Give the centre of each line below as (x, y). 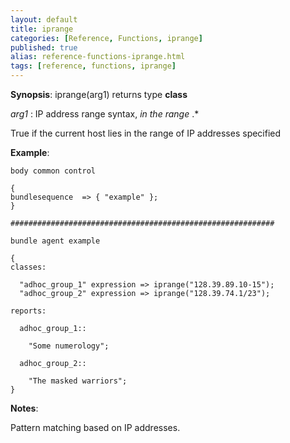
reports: (28, 311)
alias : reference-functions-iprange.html (98, 57)
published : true (44, 47)
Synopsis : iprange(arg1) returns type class (99, 94)
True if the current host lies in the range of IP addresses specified (146, 133)
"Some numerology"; (69, 346)
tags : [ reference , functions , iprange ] (93, 66)
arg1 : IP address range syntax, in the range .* (105, 114)
